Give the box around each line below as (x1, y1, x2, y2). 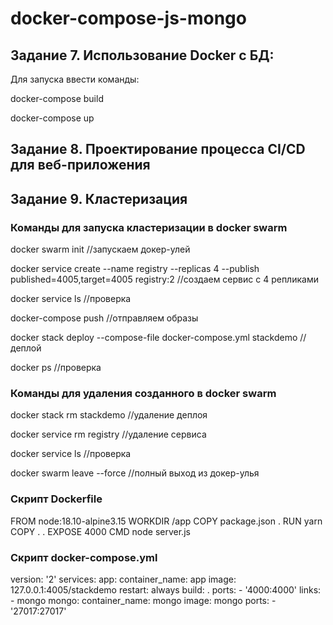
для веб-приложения (10, 157, 151, 174)
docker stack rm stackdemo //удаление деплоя (10, 409, 208, 421)
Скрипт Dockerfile (10, 492, 103, 506)
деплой (10, 342, 42, 354)
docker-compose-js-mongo (10, 7, 247, 30)
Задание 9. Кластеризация (10, 190, 188, 207)
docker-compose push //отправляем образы (10, 312, 199, 324)
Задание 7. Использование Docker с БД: (10, 47, 275, 64)
